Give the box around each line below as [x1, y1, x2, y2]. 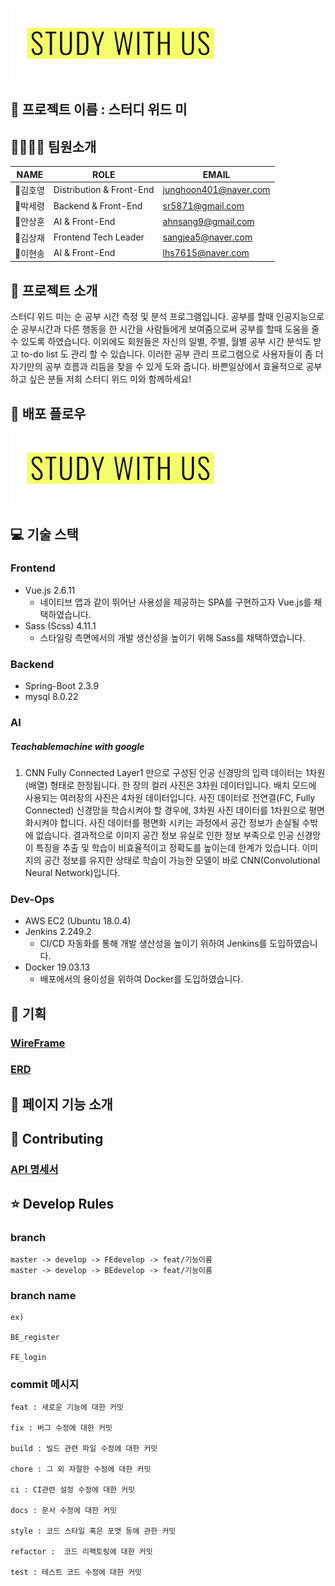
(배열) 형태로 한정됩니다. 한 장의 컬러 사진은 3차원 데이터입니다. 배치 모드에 [24, 779, 317, 791]
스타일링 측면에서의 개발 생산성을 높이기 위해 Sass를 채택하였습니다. [39, 631, 306, 643]
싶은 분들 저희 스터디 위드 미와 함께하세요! [28, 373, 192, 385]
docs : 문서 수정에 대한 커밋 [10, 1506, 118, 1516]
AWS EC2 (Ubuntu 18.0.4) [24, 915, 132, 927]
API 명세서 [10, 1163, 59, 1177]
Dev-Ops [10, 892, 55, 906]
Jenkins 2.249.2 [24, 926, 92, 938]
